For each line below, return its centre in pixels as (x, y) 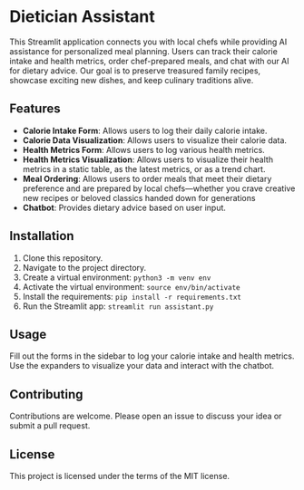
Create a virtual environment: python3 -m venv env (117, 277)
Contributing (46, 394)
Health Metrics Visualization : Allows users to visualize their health (148, 159)
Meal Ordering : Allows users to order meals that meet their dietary (147, 178)
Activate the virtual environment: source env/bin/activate (131, 286)
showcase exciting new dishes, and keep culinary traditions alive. (132, 80)
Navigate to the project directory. (84, 267)
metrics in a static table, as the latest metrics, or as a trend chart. (144, 168)
